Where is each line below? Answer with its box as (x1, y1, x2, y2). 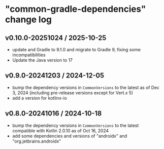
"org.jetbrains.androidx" (12, 138, 62, 144)
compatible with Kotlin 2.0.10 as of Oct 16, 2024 (12, 127, 109, 134)
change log (5, 14, 52, 25)
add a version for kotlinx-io (12, 95, 67, 101)
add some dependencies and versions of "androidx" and (12, 133, 127, 139)
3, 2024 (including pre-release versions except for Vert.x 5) (12, 90, 133, 96)
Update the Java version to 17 (12, 57, 73, 63)
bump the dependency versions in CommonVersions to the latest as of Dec (12, 84, 160, 90)
